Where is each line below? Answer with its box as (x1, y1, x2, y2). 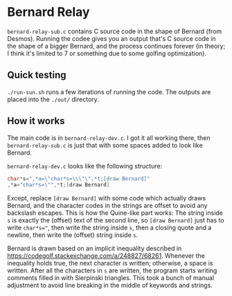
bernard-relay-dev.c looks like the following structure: (7, 162, 163, 170)
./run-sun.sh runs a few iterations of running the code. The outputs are (7, 87, 211, 96)
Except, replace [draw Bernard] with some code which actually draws (7, 194, 206, 202)
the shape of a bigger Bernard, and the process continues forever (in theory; (7, 42, 226, 50)
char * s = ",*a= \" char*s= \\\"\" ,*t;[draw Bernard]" (7, 175, 150, 182)
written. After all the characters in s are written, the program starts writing (7, 266, 217, 275)
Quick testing (7, 69, 67, 81)
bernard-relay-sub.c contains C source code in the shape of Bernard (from (7, 27, 222, 35)
